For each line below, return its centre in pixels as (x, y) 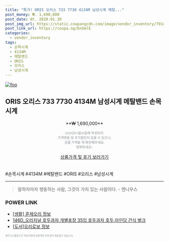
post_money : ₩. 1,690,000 (32, 15)
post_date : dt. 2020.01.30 (33, 19)
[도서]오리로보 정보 (31, 226)
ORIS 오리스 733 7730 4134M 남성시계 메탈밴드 (76, 101)
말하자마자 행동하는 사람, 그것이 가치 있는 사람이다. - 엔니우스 (77, 189)
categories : (18, 33)
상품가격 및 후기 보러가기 (84, 157)
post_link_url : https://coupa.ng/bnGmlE (48, 29)
